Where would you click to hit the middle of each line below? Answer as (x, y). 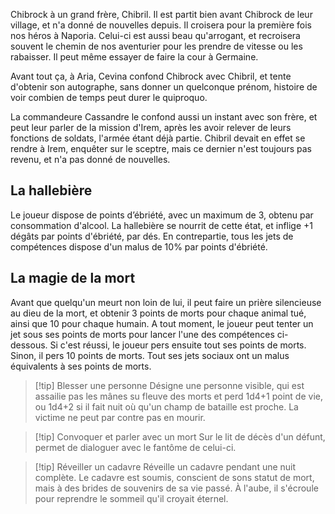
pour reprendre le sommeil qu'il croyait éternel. (131, 498)
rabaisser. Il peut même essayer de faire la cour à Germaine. (134, 57)
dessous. (29, 345)
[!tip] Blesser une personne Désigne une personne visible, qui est (169, 385)
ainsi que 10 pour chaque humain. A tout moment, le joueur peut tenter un (162, 323)
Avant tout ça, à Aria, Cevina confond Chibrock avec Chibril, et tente (151, 76)
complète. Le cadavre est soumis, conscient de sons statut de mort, (174, 477)
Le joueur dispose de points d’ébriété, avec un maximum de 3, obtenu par (162, 215)
